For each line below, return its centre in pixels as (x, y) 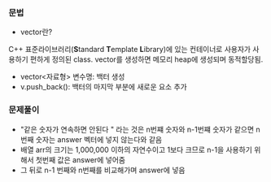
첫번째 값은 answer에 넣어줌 (81, 159)
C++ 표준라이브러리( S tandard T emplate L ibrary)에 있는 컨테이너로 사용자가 (129, 50)
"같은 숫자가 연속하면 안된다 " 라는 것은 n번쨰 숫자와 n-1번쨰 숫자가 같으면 (137, 129)
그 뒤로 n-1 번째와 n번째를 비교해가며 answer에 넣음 (103, 170)
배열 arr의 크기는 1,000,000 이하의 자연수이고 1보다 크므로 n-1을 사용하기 (136, 149)
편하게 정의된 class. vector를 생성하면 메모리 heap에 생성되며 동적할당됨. (146, 59)
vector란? (36, 32)
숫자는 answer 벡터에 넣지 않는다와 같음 (99, 139)
